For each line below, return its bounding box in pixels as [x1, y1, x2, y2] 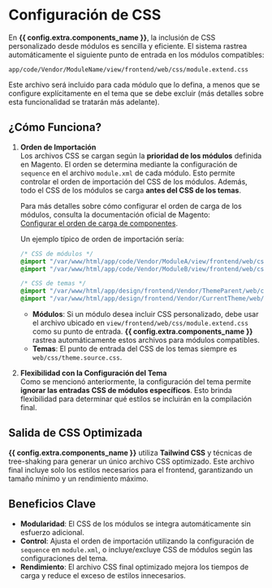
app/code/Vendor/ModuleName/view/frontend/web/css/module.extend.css [8, 65, 249, 74]
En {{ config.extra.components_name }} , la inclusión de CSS [8, 32, 216, 42]
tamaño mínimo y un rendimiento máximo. [8, 473, 149, 483]
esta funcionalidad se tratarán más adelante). [8, 97, 160, 106]
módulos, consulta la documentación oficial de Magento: [19, 210, 211, 219]
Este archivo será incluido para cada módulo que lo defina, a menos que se [8, 80, 261, 89]
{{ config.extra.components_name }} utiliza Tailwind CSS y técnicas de [8, 447, 253, 457]
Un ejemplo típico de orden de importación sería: [19, 234, 184, 244]
